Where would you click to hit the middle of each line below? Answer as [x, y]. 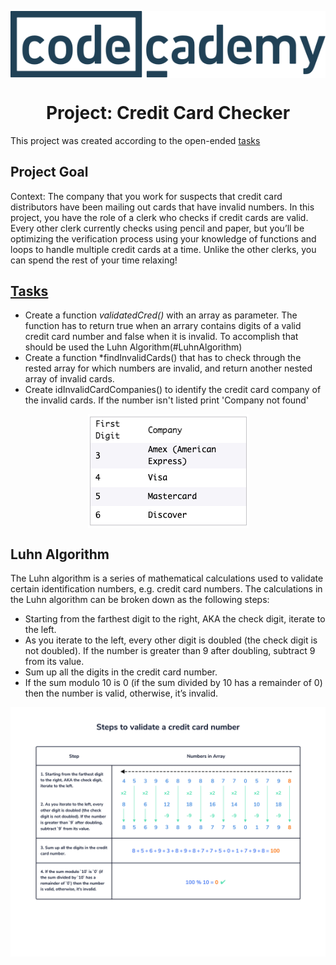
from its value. [54, 662]
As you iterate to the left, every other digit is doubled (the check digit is [171, 640]
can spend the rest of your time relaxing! [94, 260]
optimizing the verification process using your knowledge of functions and [163, 238]
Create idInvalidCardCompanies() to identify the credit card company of [173, 390]
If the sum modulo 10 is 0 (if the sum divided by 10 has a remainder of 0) [173, 683]
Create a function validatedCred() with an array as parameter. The [161, 315]
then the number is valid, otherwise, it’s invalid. [121, 693]
